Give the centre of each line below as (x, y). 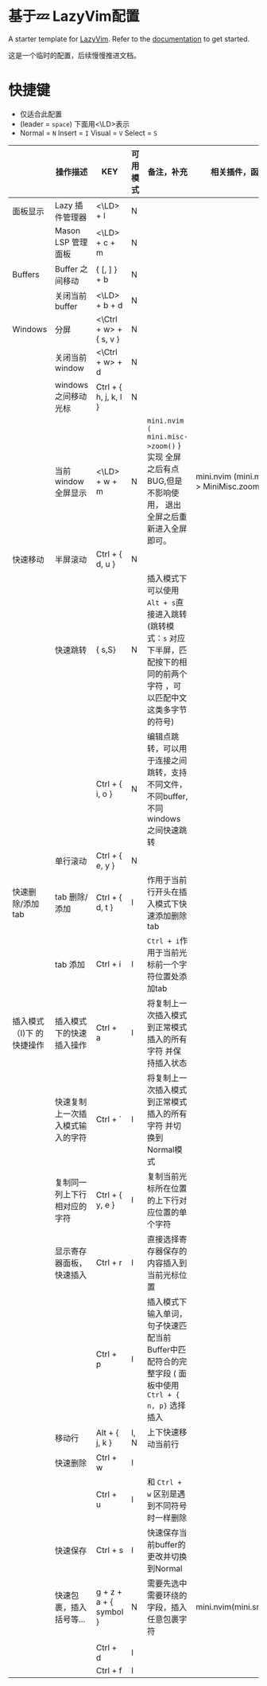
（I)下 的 (28, 1033)
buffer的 (170, 1544)
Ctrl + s (110, 1550)
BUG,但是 (164, 481)
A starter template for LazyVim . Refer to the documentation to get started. (129, 39)
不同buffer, (167, 796)
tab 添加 (70, 964)
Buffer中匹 (166, 1349)
